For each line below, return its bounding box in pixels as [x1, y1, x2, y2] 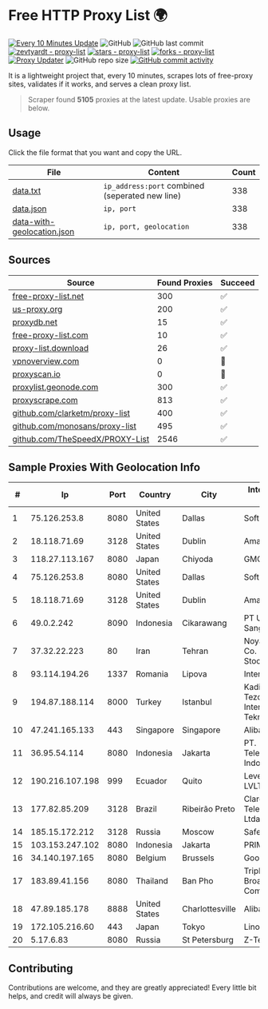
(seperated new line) [103, 189, 182, 201]
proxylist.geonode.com [12, 381, 99, 393]
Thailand [135, 875, 169, 887]
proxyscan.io [12, 369, 61, 380]
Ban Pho [182, 875, 214, 887]
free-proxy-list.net [12, 290, 85, 301]
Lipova [182, 668, 207, 680]
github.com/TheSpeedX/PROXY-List [12, 433, 150, 445]
